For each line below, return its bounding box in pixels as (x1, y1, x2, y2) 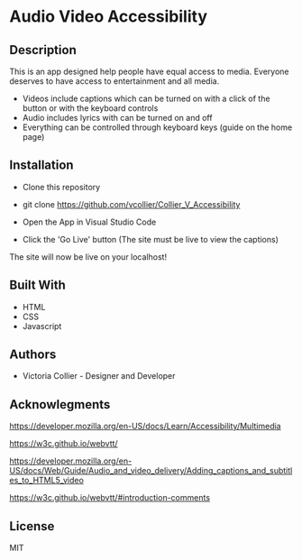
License (9, 519, 55, 534)
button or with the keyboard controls (22, 103, 159, 114)
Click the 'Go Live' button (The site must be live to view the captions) (22, 234, 279, 244)
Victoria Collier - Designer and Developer (22, 371, 176, 381)
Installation (9, 158, 74, 173)
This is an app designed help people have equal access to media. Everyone (9, 66, 289, 77)
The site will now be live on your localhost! (9, 251, 168, 262)
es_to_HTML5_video (9, 475, 84, 486)
